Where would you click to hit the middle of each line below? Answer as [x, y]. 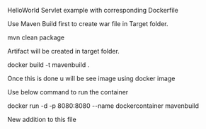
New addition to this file [42, 119]
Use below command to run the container [68, 92]
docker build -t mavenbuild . [48, 65]
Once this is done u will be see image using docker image [91, 78]
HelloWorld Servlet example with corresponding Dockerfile [93, 10]
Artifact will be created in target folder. [64, 51]
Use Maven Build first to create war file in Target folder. [88, 24]
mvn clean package [36, 37]
